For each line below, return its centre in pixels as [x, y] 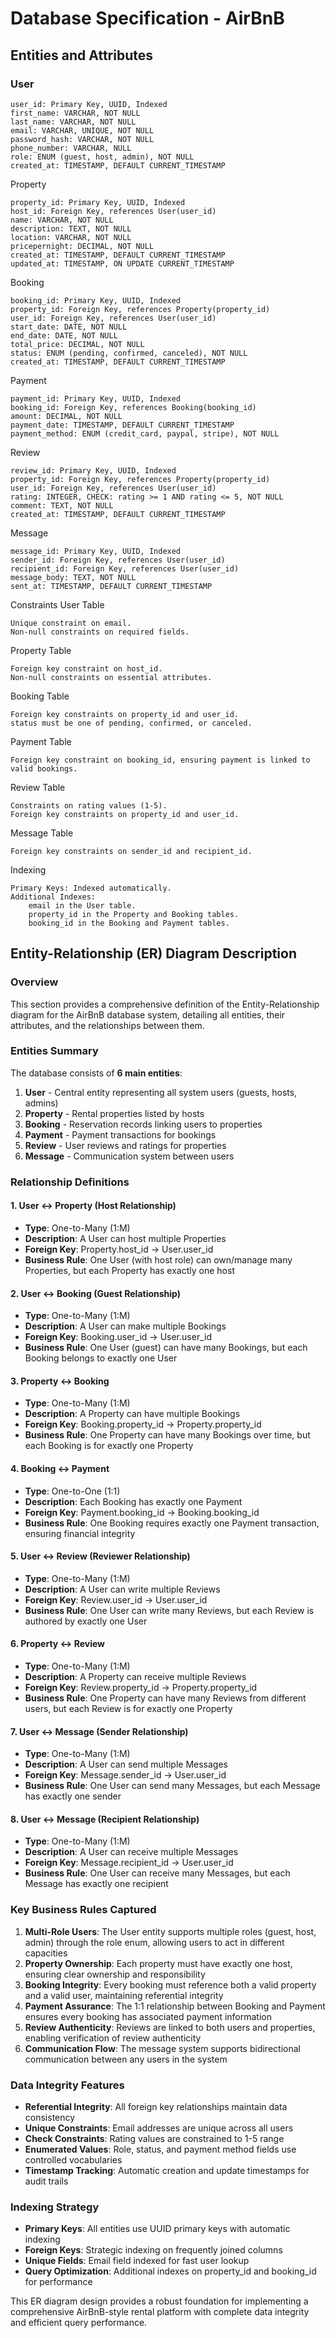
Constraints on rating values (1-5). [89, 805]
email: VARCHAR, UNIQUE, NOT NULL [82, 130]
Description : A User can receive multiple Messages [131, 1852]
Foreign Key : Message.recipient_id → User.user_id [129, 1863]
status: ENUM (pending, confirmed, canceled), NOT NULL [129, 353]
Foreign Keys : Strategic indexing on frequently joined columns [153, 2250]
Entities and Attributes [81, 55]
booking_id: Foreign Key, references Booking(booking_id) [133, 407]
